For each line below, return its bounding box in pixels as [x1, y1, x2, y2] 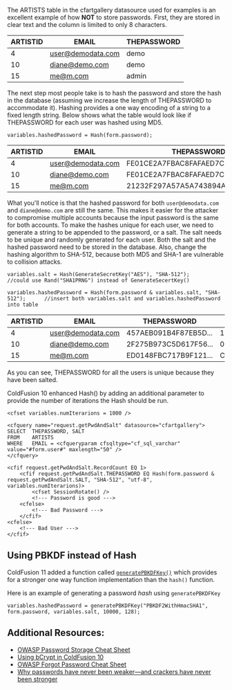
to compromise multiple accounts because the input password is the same [7, 214, 219, 221]
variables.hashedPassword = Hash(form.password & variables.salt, [7, 289, 202, 296]
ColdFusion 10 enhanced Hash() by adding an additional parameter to [7, 389, 205, 397]
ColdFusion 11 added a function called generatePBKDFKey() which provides [7, 568, 217, 576]
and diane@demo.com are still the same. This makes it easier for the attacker [7, 206, 219, 214]
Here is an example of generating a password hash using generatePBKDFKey [7, 588, 221, 597]
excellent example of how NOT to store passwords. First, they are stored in [7, 13, 220, 21]
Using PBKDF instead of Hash [7, 550, 137, 561]
